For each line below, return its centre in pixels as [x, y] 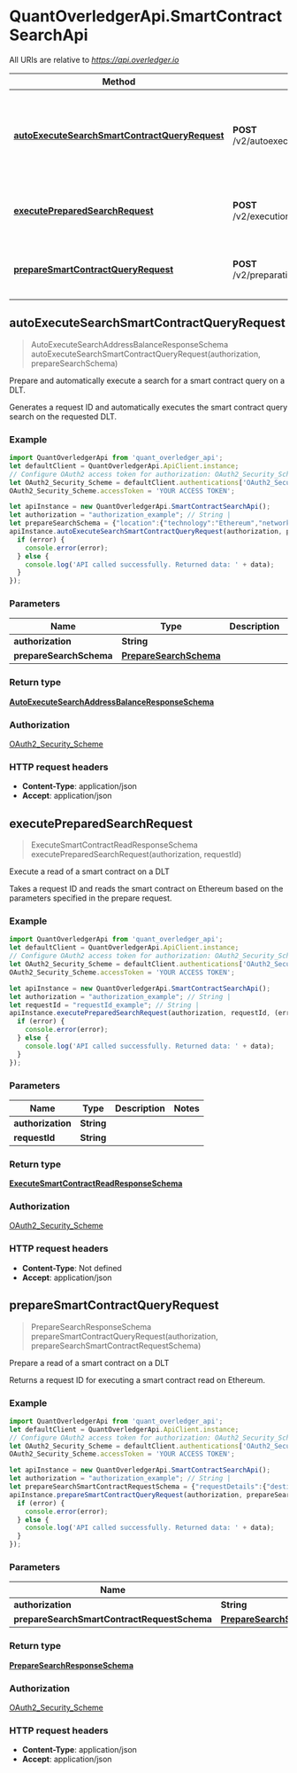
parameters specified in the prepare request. [91, 898]
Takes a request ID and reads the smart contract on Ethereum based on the [146, 889]
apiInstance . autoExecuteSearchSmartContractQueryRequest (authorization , [146, 532]
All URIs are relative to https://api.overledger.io [94, 59]
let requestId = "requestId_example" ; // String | [104, 1005]
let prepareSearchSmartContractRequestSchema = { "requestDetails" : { [138, 1487]
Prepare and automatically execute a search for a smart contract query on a [147, 380]
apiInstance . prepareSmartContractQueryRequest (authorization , [126, 1495]
